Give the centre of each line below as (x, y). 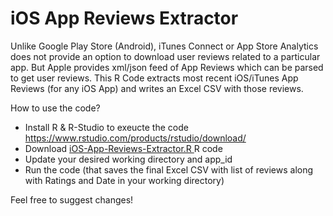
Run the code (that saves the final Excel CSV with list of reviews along (169, 169)
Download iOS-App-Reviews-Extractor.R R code (123, 148)
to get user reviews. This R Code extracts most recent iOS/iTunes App (154, 78)
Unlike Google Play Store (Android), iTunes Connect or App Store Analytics (164, 46)
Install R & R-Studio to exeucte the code (106, 127)
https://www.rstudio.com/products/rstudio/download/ (135, 138)
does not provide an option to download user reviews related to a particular (165, 56)
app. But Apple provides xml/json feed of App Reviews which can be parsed (167, 67)
